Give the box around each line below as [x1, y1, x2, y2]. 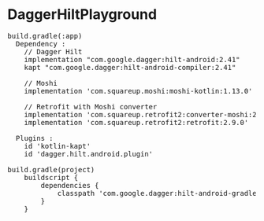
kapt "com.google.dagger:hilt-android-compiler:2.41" [24, 63, 236, 72]
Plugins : [15, 134, 54, 142]
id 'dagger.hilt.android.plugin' [24, 149, 154, 158]
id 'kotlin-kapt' [24, 142, 91, 150]
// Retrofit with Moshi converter [24, 102, 158, 111]
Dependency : [15, 39, 66, 48]
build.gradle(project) [7, 165, 95, 174]
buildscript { [24, 173, 79, 182]
